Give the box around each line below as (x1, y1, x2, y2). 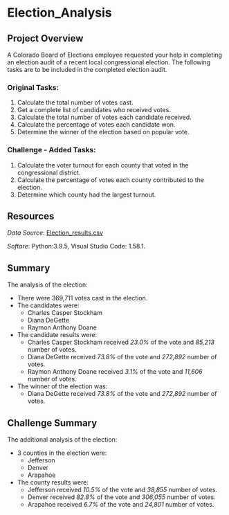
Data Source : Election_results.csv (7, 228, 104, 237)
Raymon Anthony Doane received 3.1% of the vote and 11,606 (27, 368, 203, 376)
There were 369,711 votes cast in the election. (17, 294, 148, 302)
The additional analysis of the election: (7, 435, 118, 444)
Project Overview (7, 33, 84, 44)
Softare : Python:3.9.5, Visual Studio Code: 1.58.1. (7, 242, 146, 251)
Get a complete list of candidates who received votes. (17, 106, 171, 114)
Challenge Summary (7, 417, 98, 428)
